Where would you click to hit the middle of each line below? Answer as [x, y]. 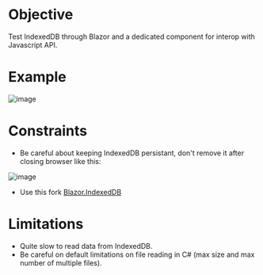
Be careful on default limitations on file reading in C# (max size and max [137, 254]
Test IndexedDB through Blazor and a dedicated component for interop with [132, 36]
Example [37, 77]
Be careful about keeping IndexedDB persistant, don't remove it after [131, 153]
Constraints [48, 131]
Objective [41, 15]
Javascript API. [33, 44]
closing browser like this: [60, 161]
